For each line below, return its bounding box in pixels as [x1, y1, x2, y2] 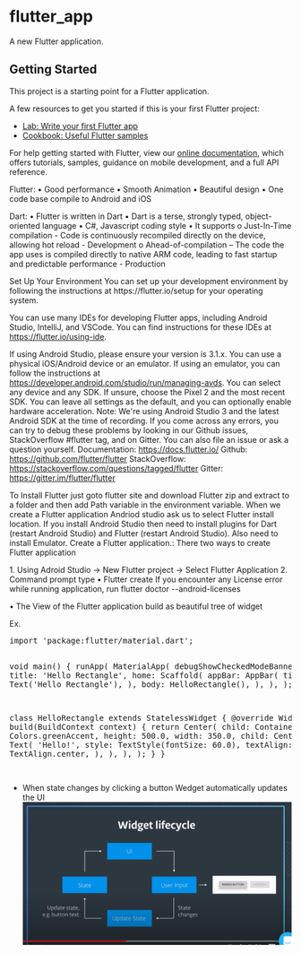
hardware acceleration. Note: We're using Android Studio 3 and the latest [9, 405, 279, 416]
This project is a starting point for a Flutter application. [9, 85, 210, 96]
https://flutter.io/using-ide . [9, 331, 107, 342]
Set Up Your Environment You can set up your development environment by [9, 275, 288, 286]
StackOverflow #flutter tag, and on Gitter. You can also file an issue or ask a [9, 434, 289, 445]
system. [9, 294, 39, 306]
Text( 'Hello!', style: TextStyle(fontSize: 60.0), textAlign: [9, 740, 293, 750]
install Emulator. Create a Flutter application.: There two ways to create [9, 537, 271, 548]
